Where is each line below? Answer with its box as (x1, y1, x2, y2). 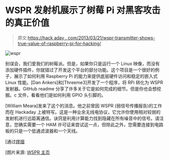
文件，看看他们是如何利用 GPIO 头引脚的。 (17, 92, 106, 98)
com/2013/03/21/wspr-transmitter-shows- (67, 35, 155, 41)
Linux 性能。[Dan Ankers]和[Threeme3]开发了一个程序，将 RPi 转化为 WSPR (5, 79, 163, 86)
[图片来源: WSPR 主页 (5, 149, 50, 155)
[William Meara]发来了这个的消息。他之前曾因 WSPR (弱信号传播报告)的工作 (5, 103, 162, 109)
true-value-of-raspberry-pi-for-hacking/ (17, 40, 102, 46)
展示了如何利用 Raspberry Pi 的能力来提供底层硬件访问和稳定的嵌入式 (14, 73, 158, 79)
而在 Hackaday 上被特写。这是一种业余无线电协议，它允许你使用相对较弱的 (5, 109, 161, 115)
